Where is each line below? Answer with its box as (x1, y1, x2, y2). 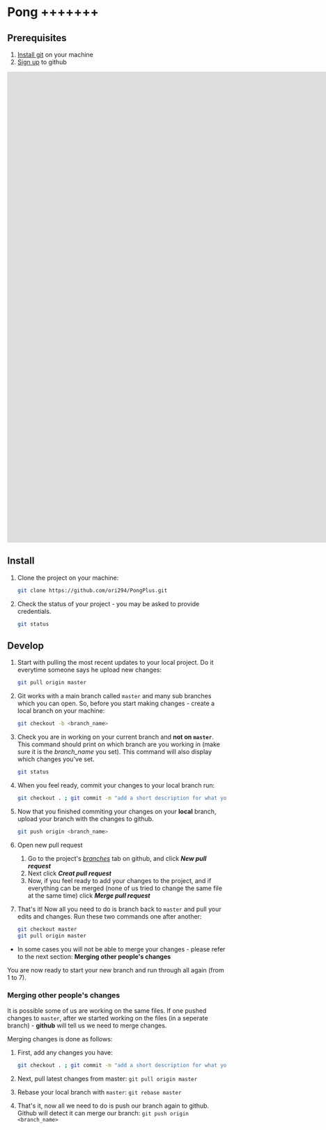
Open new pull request (17, 841, 83, 849)
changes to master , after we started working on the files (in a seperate (7, 1014, 208, 1022)
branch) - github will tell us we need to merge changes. (7, 1021, 167, 1030)
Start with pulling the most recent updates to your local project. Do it (17, 658, 214, 667)
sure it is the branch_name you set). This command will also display (17, 748, 212, 756)
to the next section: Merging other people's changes (17, 952, 171, 960)
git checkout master (17, 926, 77, 933)
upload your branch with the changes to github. (17, 814, 155, 823)
